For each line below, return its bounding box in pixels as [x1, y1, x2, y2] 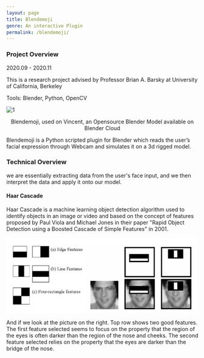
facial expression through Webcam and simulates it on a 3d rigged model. [6, 142, 191, 150]
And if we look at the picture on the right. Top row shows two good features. [6, 318, 198, 326]
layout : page [6, 10, 40, 16]
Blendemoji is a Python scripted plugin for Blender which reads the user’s [6, 136, 191, 144]
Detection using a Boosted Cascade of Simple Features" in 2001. [6, 225, 169, 233]
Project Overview [6, 50, 59, 59]
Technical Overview [6, 158, 67, 166]
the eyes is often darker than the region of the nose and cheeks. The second [6, 332, 199, 339]
